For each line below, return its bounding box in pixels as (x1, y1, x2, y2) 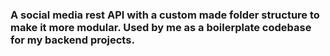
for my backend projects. (10, 33, 135, 47)
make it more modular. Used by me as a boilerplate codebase (10, 20, 312, 34)
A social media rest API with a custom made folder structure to (10, 8, 320, 22)
